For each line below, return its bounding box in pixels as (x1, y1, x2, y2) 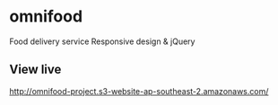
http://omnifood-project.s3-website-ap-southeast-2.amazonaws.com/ (9, 85, 269, 96)
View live (9, 62, 62, 77)
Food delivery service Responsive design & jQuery (9, 36, 195, 47)
